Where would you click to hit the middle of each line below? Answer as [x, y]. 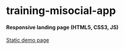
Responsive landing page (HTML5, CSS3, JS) [63, 27]
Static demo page [28, 40]
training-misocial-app [61, 11]
